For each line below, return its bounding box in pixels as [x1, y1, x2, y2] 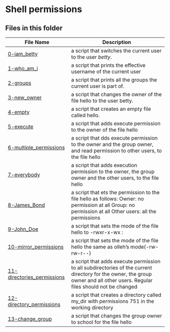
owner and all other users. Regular [71, 277, 153, 284]
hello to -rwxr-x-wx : [71, 229, 123, 236]
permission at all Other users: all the [71, 208, 157, 215]
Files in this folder [5, 24, 63, 32]
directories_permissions [8, 274, 65, 280]
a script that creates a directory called [71, 292, 162, 298]
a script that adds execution [71, 162, 138, 169]
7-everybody [8, 171, 40, 178]
